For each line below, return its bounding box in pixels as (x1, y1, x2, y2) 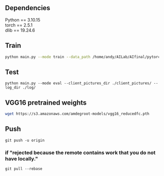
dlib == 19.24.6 (5, 27, 35, 33)
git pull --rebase (5, 166, 42, 172)
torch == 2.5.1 (5, 22, 33, 28)
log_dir (5, 85, 21, 90)
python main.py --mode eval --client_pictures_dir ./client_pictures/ (5, 81, 152, 86)
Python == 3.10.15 (5, 17, 41, 22)
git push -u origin (5, 138, 45, 143)
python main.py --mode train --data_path (5, 54, 91, 59)
